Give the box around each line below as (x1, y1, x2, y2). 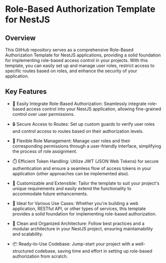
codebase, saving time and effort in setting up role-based (34, 248, 153, 254)
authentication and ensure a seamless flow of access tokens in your (12, 165, 151, 171)
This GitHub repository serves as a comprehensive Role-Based (5, 47, 134, 53)
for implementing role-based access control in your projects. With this (5, 57, 148, 63)
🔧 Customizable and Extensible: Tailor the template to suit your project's (12, 180, 160, 186)
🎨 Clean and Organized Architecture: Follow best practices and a (12, 220, 145, 226)
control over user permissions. (12, 111, 75, 117)
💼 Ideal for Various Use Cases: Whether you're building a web (12, 200, 139, 206)
